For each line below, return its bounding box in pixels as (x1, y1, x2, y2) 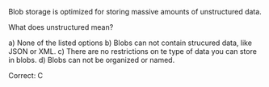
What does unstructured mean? (8, 23, 114, 31)
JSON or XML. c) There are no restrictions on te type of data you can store (8, 47, 257, 56)
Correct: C (8, 71, 44, 80)
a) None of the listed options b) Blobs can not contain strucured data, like (8, 38, 253, 48)
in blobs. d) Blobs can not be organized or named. (8, 56, 175, 64)
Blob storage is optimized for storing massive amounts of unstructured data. (8, 7, 263, 16)
